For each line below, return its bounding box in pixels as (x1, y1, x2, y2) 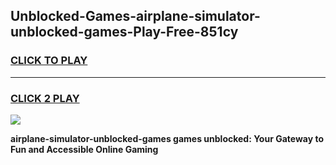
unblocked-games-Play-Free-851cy (10, 24, 239, 41)
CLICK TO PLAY (10, 54, 88, 68)
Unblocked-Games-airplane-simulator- (10, 8, 261, 25)
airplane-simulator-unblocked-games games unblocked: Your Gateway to (10, 132, 325, 144)
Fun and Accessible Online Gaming (10, 143, 159, 155)
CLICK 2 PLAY (10, 91, 80, 105)
